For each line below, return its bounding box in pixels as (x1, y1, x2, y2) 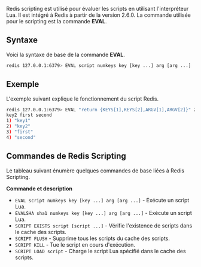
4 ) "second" (6, 134, 36, 140)
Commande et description (6, 185, 73, 192)
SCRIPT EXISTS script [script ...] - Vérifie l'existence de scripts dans (14, 222, 193, 229)
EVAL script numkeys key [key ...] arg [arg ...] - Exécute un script (14, 196, 190, 204)
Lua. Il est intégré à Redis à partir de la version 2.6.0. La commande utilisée (6, 11, 191, 19)
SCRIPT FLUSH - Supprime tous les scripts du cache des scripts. (14, 235, 170, 242)
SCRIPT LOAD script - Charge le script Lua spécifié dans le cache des (14, 247, 187, 254)
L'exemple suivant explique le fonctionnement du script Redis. (6, 95, 159, 102)
